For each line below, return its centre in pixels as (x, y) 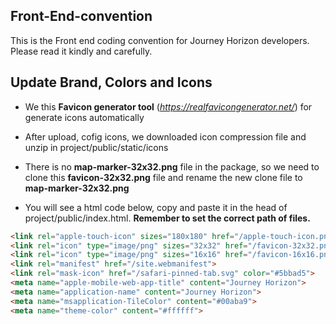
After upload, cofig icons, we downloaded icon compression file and (165, 136)
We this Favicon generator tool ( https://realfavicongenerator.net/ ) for (168, 106)
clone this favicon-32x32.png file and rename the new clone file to (163, 177)
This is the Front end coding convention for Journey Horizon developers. (160, 40)
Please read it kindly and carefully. (81, 51)
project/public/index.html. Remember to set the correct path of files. (167, 218)
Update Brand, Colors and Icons (111, 82)
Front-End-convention (81, 16)
